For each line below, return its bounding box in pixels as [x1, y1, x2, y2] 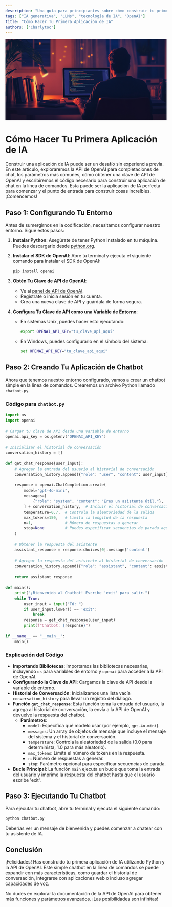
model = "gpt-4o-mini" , [24, 488, 70, 493]
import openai [5, 417, 36, 423]
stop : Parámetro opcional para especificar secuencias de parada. [28, 760, 166, 767]
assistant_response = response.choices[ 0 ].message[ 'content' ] [14, 547, 150, 552]
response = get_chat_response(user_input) [24, 617, 116, 623]
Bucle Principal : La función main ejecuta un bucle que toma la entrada [12, 766, 161, 772]
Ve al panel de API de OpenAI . [20, 288, 84, 294]
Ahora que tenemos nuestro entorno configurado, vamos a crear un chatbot [5, 377, 165, 383]
